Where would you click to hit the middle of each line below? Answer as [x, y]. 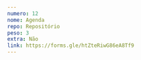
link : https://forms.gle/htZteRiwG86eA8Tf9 [71, 46]
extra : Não [23, 39]
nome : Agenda [26, 20]
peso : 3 [18, 33]
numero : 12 [23, 13]
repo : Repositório [34, 26]
